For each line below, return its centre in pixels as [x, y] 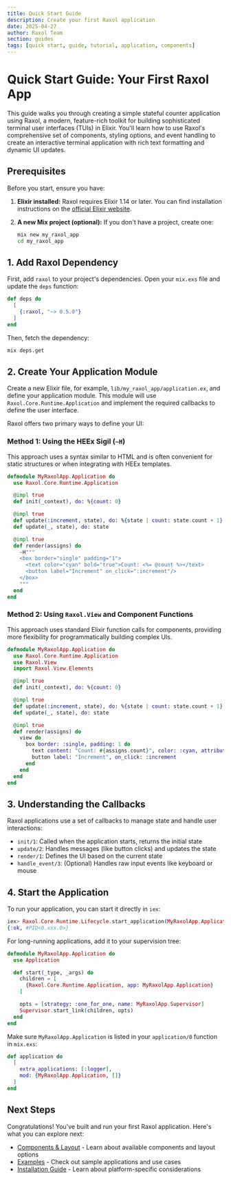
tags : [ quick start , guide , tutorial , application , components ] [101, 45]
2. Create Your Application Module [82, 371]
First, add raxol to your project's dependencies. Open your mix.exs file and [114, 279]
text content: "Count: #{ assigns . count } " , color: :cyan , [115, 751]
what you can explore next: [46, 1134]
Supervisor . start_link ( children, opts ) [77, 1010]
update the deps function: [43, 286]
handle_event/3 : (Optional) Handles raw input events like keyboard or [115, 863]
